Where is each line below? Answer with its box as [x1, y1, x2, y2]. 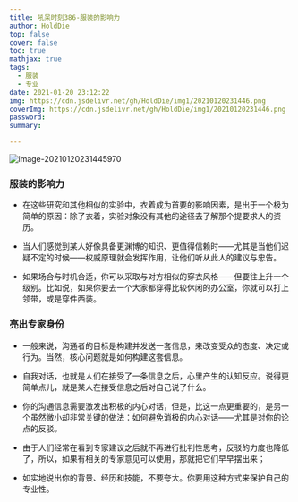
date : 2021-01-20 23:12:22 [9, 88, 110, 97]
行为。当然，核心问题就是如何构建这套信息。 [21, 351, 188, 362]
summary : [9, 122, 42, 131]
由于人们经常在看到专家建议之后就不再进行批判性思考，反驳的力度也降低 [21, 442, 289, 453]
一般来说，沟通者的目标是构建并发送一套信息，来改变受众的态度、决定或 [21, 340, 289, 351]
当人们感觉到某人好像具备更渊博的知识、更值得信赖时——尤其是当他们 [21, 241, 282, 251]
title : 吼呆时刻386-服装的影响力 [9, 13, 121, 22]
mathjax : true [9, 55, 63, 64]
